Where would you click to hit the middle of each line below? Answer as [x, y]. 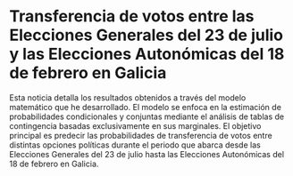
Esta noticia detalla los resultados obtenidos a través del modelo [128, 97]
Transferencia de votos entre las [132, 16]
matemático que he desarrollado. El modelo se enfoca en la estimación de [145, 107]
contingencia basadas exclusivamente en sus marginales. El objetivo [135, 125]
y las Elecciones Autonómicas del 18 [147, 54]
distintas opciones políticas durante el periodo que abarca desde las [135, 145]
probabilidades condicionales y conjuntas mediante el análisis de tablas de [146, 116]
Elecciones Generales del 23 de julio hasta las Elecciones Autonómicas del [146, 154]
